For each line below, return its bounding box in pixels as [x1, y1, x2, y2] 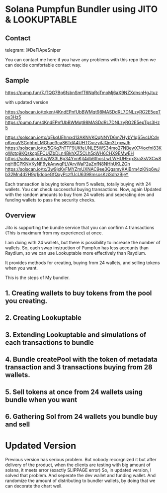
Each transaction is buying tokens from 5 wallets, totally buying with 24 [5, 181, 151, 187]
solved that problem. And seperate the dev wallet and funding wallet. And [5, 472, 156, 478]
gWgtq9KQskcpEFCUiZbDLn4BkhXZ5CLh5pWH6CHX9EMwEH [5, 150, 134, 156]
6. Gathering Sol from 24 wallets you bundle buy [5, 412, 158, 421]
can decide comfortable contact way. [5, 62, 82, 68]
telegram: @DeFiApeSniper [5, 47, 61, 53]
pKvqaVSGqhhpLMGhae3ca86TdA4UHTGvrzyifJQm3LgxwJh [5, 139, 131, 145]
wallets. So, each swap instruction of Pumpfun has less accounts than [5, 245, 149, 251]
